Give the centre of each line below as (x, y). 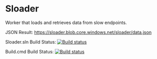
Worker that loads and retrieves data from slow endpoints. (66, 22)
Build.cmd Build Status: (30, 51)
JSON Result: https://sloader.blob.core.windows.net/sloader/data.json (78, 32)
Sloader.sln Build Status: (31, 42)
